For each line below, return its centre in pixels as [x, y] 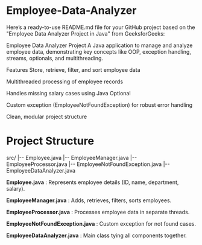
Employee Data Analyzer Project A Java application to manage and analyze [99, 45]
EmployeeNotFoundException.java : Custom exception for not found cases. [101, 223]
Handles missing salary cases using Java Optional [68, 93]
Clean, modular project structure [47, 116]
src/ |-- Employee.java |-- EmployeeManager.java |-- [72, 157]
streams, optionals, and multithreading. [55, 58]
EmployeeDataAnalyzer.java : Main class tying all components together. [96, 235]
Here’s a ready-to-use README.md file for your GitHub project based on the [101, 27]
